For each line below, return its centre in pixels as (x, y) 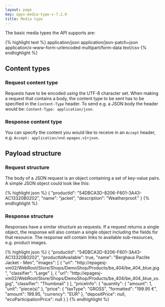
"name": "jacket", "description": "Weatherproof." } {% (95, 198)
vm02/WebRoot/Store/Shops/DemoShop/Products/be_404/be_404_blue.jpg (82, 268)
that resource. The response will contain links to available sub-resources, (80, 237)
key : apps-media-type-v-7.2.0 (36, 14)
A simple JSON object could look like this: (48, 184)
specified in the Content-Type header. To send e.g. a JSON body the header (82, 104)
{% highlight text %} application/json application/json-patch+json (71, 42)
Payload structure (33, 153)
